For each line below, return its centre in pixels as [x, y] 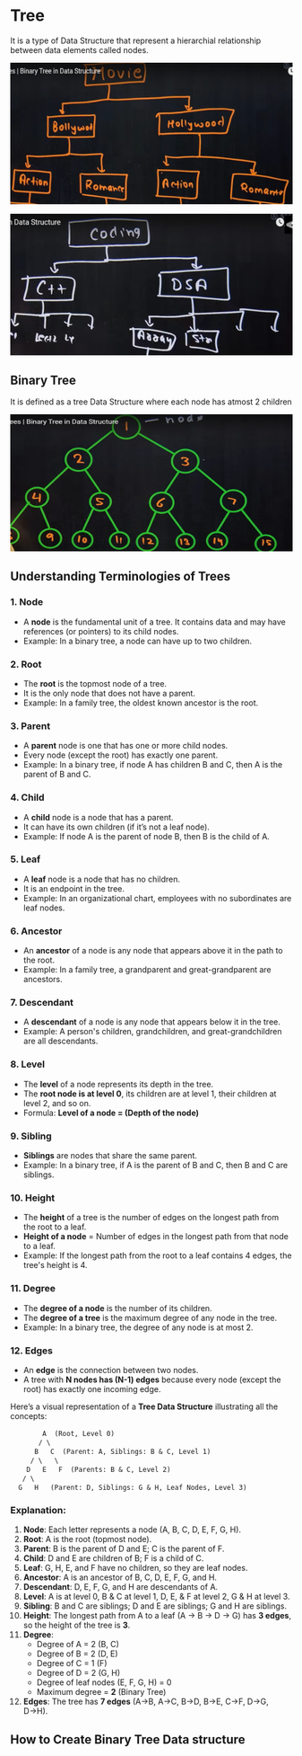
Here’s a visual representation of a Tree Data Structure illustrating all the [144, 1406]
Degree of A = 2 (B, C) [78, 1645]
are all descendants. [60, 1041]
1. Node [27, 602]
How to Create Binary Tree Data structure [128, 1739]
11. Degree [33, 1289]
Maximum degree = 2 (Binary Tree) [101, 1692]
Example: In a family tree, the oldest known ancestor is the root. [141, 703]
